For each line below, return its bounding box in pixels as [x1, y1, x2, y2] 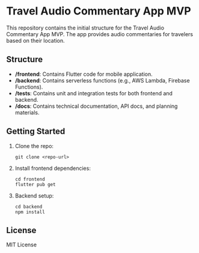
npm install [14, 209, 45, 215]
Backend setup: [14, 192, 54, 199]
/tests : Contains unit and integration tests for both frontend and [14, 89, 173, 97]
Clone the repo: [14, 142, 54, 149]
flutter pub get [14, 181, 56, 187]
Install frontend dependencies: [14, 164, 91, 172]
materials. [14, 108, 40, 116]
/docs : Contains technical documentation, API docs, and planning [14, 102, 178, 110]
